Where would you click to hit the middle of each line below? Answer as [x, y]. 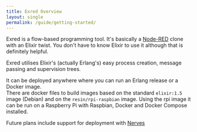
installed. [17, 111]
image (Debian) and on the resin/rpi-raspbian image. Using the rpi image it [98, 99]
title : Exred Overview [34, 11]
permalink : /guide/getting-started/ [51, 22]
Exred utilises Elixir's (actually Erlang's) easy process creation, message [94, 63]
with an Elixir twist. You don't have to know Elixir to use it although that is [95, 45]
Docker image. [24, 87]
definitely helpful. [27, 52]
